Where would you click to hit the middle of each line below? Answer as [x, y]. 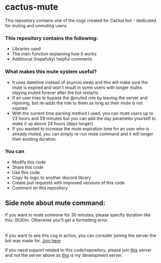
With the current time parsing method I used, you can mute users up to [83, 113]
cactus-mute [32, 7]
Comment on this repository [40, 188]
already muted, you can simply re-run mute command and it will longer [82, 134]
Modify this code [29, 162]
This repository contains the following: [51, 38]
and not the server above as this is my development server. [64, 255]
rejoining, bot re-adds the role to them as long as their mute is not [77, 103]
